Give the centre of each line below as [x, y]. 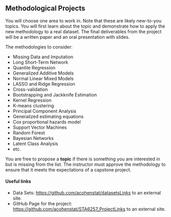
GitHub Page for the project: [42, 204]
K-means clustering [33, 105]
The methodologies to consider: [39, 47]
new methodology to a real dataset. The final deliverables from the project [83, 31]
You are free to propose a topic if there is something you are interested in [83, 159]
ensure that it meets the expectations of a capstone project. [68, 170]
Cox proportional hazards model [47, 122]
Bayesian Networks [33, 138]
